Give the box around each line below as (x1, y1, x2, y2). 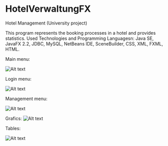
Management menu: (5, 95, 47, 102)
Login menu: (5, 76, 32, 82)
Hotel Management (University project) (5, 20, 88, 26)
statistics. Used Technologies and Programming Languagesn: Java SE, (5, 35, 154, 41)
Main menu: (5, 56, 31, 62)
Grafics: (5, 115, 22, 121)
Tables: (5, 125, 21, 131)
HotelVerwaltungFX (5, 3, 91, 15)
